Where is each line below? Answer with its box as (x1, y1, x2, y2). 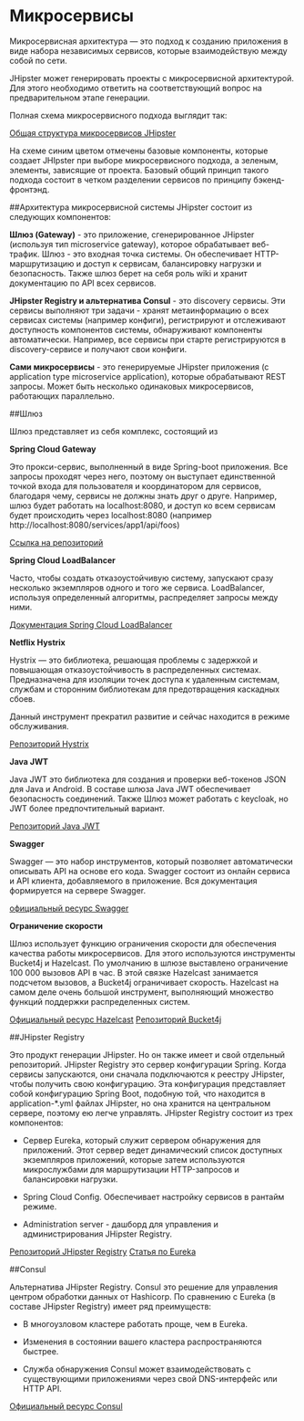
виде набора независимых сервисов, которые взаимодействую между (9, 45, 289, 56)
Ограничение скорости (9, 920, 103, 931)
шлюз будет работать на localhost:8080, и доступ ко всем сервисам (9, 499, 276, 511)
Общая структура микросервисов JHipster (9, 127, 177, 138)
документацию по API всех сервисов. (9, 277, 157, 288)
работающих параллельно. (9, 390, 116, 402)
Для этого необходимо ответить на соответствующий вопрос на (9, 82, 262, 93)
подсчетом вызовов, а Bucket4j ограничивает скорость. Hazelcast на (9, 977, 279, 987)
